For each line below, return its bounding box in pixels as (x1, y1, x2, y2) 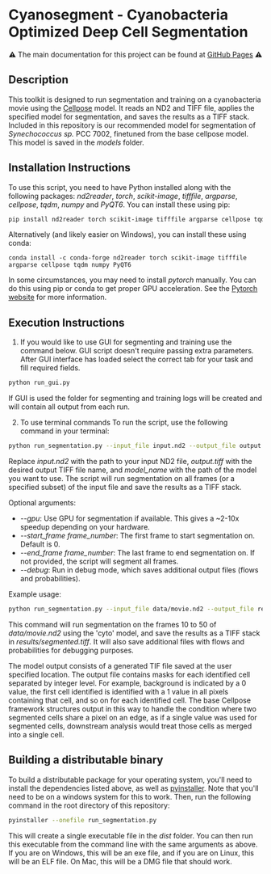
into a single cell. (8, 729, 65, 739)
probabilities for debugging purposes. (8, 645, 135, 655)
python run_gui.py (8, 378, 70, 387)
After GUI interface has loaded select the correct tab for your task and (19, 354, 253, 365)
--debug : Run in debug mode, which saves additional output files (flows (19, 565, 259, 575)
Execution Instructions (8, 315, 125, 329)
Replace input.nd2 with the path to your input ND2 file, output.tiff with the (8, 457, 252, 466)
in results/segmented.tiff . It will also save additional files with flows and (8, 636, 244, 646)
